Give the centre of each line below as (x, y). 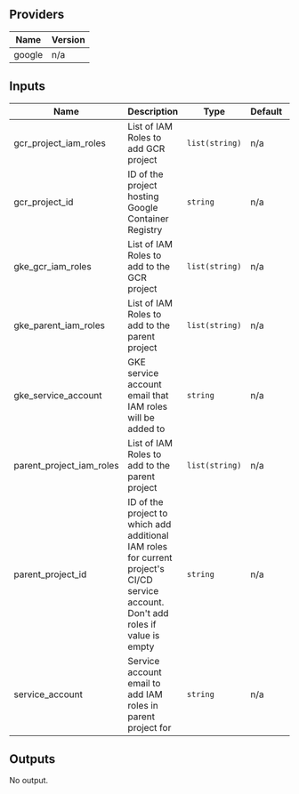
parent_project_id (50, 574)
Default (267, 111)
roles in (143, 705)
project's (146, 568)
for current (150, 557)
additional (148, 535)
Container (148, 219)
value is (144, 635)
